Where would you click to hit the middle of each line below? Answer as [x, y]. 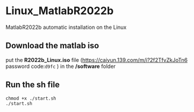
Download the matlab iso [52, 46]
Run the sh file [33, 85]
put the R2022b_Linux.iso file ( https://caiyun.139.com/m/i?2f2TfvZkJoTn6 [97, 60]
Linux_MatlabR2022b [60, 11]
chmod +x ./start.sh [31, 98]
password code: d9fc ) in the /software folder [61, 66]
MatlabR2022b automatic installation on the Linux [66, 27]
